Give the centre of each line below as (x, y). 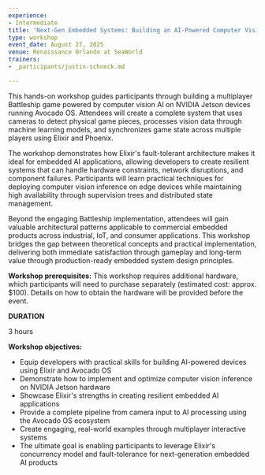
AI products (38, 462)
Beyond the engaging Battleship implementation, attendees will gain (118, 218)
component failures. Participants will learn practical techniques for (116, 178)
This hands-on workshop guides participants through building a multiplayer (131, 96)
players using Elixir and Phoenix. (61, 138)
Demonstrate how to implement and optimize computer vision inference (136, 378)
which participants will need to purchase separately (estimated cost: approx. (132, 284)
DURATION (26, 316)
